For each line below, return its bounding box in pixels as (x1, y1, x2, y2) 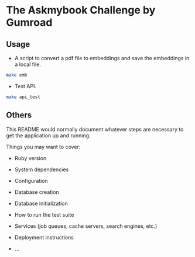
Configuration (14, 177, 48, 184)
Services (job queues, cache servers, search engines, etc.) (14, 223, 158, 230)
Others (6, 110, 32, 120)
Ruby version (14, 154, 47, 161)
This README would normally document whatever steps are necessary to (6, 126, 184, 133)
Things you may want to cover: (6, 143, 81, 150)
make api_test (6, 94, 41, 100)
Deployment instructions (14, 234, 74, 241)
